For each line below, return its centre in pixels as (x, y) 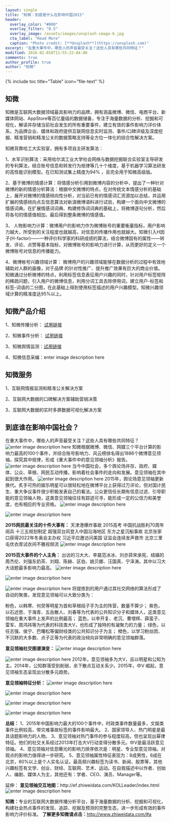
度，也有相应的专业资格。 (32, 504)
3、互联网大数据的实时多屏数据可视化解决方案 (53, 410)
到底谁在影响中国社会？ (42, 427)
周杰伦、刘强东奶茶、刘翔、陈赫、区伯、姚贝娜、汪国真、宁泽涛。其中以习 (83, 561)
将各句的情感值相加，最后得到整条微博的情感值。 (56, 214)
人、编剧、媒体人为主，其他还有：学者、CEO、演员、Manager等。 (75, 775)
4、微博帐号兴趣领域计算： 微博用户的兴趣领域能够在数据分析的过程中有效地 (85, 262)
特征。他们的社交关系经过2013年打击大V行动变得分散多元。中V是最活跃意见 (85, 742)
